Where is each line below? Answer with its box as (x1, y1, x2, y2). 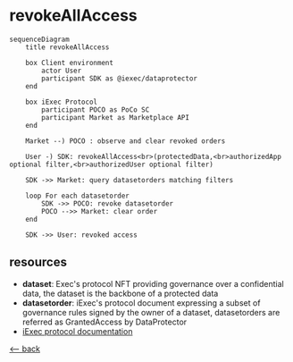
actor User (41, 66, 82, 75)
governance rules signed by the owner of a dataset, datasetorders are (21, 307, 280, 317)
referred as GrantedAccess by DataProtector (21, 316, 188, 327)
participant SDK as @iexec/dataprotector (41, 73, 198, 83)
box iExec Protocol (25, 97, 98, 106)
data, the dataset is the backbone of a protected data (21, 288, 219, 299)
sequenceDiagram (9, 35, 70, 44)
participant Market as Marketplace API (41, 113, 190, 122)
